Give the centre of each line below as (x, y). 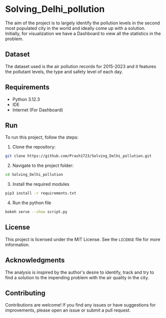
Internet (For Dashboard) (38, 110)
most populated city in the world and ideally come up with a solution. (75, 28)
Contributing (25, 293)
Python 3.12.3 (26, 99)
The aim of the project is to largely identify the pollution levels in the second (83, 23)
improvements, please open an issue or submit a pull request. (68, 310)
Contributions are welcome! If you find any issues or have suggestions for (81, 305)
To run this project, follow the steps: (42, 137)
